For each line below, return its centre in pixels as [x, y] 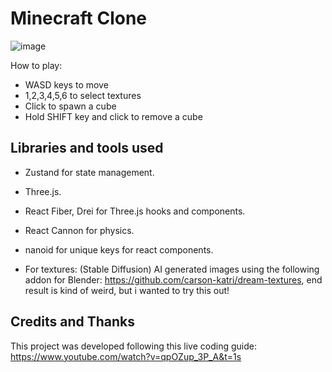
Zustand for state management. [89, 172]
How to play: [36, 65]
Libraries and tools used [87, 148]
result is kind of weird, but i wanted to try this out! [127, 290]
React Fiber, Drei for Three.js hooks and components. [135, 211]
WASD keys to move [66, 84]
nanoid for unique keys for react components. [119, 249]
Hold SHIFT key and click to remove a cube [113, 116]
